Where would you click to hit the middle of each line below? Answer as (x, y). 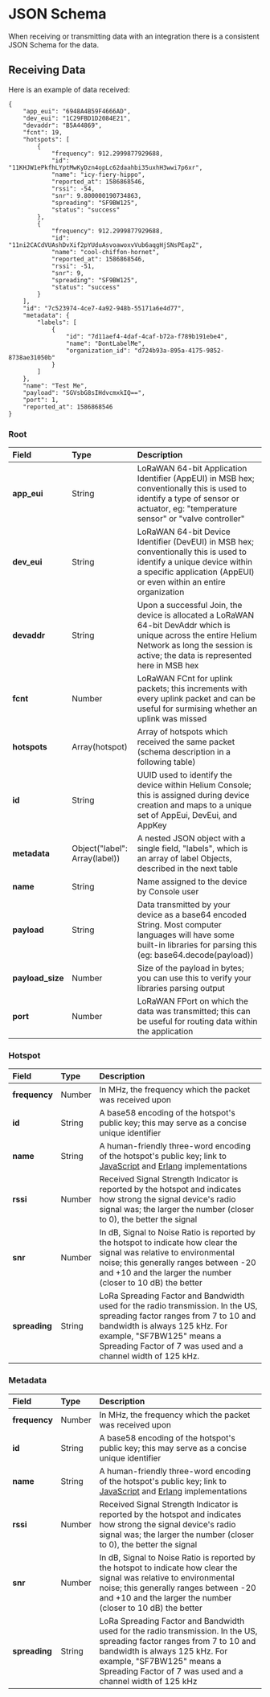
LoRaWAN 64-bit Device (184, 532)
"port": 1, (41, 400)
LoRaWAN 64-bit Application (192, 469)
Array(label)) (96, 859)
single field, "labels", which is (192, 848)
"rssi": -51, (73, 266)
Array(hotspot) (100, 747)
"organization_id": (98, 351)
